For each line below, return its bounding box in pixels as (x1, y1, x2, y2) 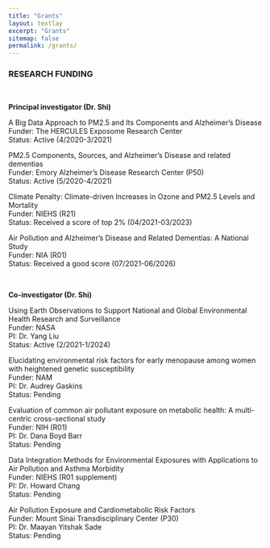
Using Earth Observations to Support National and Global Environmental (8, 305, 247, 315)
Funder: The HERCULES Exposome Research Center (8, 127, 183, 136)
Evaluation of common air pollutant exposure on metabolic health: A (8, 405, 234, 415)
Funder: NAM (8, 372, 53, 383)
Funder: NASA (8, 323, 56, 333)
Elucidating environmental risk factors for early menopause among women (8, 355, 256, 365)
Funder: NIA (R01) (8, 251, 67, 260)
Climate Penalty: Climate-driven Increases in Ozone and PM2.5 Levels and (8, 192, 255, 201)
